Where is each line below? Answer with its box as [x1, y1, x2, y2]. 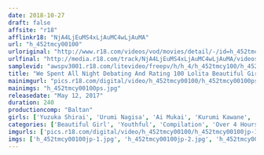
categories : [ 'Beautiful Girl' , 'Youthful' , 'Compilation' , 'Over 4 [8, 121, 237, 128]
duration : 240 [8, 99, 55, 106]
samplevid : [8, 63, 44, 70]
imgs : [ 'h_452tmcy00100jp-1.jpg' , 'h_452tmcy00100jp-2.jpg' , [8, 135, 213, 143]
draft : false [8, 19, 51, 27]
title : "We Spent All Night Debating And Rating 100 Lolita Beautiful [8, 70, 244, 77]
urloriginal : [8, 48, 51, 56]
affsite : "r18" [8, 26, 58, 34]
